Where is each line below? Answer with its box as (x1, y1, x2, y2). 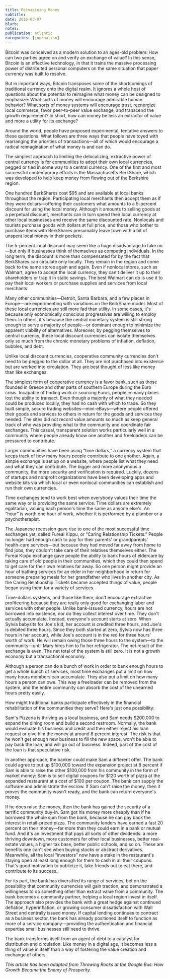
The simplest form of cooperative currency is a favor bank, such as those (5, 379, 157, 385)
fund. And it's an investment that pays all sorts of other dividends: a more (5, 830, 157, 836)
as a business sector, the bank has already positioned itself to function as (5, 915, 157, 921)
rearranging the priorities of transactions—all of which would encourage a (5, 138, 158, 144)
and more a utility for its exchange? (5, 118, 78, 124)
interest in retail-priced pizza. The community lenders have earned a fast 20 (5, 819, 163, 826)
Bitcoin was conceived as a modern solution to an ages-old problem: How (5, 49, 158, 55)
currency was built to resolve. (5, 71, 67, 77)
